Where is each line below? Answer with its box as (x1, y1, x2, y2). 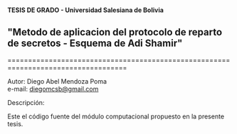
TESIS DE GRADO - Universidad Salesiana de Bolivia (7, 6, 164, 14)
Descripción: (7, 99, 45, 107)
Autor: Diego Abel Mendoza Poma (7, 77, 107, 86)
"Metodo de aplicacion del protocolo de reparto (7, 26, 223, 38)
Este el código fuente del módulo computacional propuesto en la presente (7, 112, 225, 121)
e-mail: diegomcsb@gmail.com (7, 85, 99, 94)
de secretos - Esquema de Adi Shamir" (7, 37, 183, 49)
